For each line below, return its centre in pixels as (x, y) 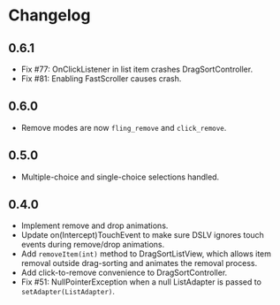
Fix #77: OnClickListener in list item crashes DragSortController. (137, 69)
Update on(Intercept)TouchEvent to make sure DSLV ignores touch (142, 235)
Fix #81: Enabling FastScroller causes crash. (101, 79)
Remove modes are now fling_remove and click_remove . (124, 127)
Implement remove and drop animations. (95, 225)
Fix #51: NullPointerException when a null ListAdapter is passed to (141, 282)
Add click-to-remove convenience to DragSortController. (124, 273)
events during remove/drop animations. (93, 245)
